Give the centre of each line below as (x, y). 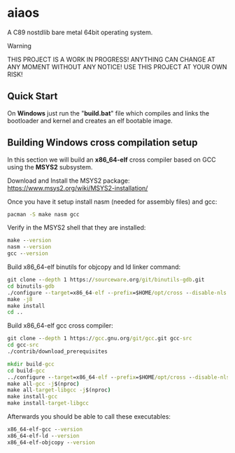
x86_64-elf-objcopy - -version (51, 442)
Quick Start (33, 96)
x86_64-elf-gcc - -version (45, 430)
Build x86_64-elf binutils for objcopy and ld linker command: (94, 267)
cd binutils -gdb (31, 286)
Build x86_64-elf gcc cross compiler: (60, 326)
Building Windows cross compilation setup (102, 142)
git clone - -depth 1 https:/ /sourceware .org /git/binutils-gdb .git (106, 280)
